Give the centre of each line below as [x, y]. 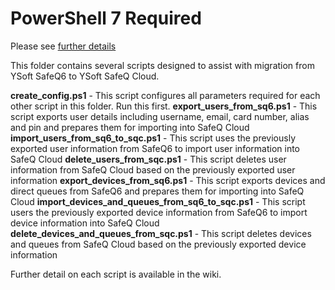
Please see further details [63, 46]
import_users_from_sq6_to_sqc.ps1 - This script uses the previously [153, 138]
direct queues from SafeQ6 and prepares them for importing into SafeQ [157, 191]
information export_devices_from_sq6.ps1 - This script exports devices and [168, 180]
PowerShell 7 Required [106, 18]
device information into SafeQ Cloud [85, 223]
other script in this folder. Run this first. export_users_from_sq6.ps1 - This [164, 106]
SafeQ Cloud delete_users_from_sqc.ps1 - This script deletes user [148, 159]
